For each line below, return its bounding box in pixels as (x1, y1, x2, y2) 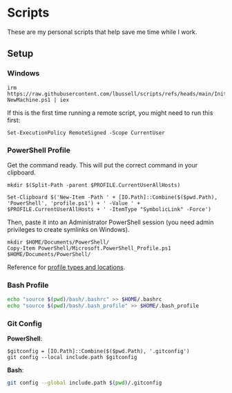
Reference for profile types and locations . (7, 263, 126, 271)
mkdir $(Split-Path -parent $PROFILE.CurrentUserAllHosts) (7, 181, 181, 188)
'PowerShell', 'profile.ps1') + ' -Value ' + (7, 199, 140, 207)
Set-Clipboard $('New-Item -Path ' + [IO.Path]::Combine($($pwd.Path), (7, 194, 217, 201)
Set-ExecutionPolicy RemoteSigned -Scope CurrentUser (7, 129, 166, 136)
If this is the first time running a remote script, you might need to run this (7, 109, 213, 117)
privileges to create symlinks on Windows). (7, 225, 130, 233)
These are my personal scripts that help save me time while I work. (7, 28, 197, 36)
